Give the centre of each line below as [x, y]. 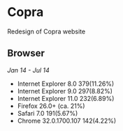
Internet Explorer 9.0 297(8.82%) [65, 91]
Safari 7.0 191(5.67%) [48, 113]
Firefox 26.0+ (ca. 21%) [51, 106]
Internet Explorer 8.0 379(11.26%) [66, 84]
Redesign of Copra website [46, 31]
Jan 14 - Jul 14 [29, 70]
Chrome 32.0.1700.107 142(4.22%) [67, 121]
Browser [26, 53]
